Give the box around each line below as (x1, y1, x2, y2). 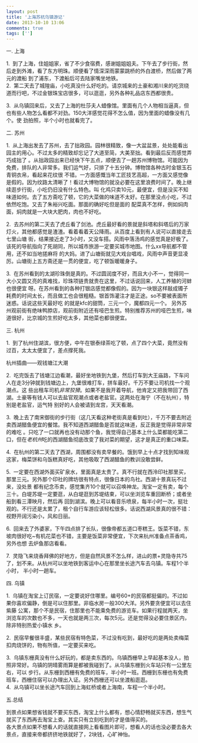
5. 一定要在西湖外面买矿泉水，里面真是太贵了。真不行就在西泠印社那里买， (6, 468, 189, 475)
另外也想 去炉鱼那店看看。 (6, 540, 70, 547)
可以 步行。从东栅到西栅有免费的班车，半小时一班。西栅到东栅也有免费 (16, 669, 189, 676)
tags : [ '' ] (6, 31, 33, 37)
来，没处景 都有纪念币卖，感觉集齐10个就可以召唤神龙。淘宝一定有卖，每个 (6, 483, 189, 490)
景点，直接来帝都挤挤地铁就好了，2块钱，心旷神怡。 (6, 731, 134, 738)
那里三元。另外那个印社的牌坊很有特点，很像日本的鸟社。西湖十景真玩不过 (6, 476, 187, 483)
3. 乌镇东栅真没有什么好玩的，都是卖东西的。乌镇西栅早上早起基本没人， (6, 654, 184, 661)
